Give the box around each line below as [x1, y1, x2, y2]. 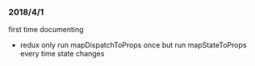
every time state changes [19, 49, 105, 59]
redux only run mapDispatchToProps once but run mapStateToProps [19, 40, 247, 50]
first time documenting [8, 25, 84, 35]
